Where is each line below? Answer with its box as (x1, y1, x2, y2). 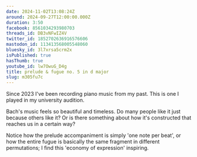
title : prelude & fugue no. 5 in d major (6, 69, 109, 75)
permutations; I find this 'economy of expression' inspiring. (6, 145, 149, 152)
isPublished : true (6, 52, 51, 58)
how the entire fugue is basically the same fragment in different (6, 138, 160, 145)
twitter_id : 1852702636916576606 (6, 36, 88, 42)
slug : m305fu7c (6, 74, 44, 80)
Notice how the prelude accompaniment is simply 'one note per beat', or (6, 132, 181, 139)
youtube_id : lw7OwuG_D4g (6, 63, 67, 69)
